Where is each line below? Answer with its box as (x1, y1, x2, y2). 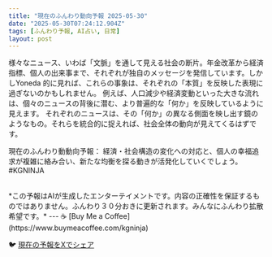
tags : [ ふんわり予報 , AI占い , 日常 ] (8, 27, 120, 35)
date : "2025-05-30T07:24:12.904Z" (8, 20, 126, 28)
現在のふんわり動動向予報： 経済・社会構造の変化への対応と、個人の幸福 (8, 146, 253, 156)
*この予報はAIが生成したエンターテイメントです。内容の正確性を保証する (8, 191, 253, 201)
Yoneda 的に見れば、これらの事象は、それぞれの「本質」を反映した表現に (15, 78, 264, 88)
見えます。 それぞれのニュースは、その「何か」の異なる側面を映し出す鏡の (8, 109, 258, 119)
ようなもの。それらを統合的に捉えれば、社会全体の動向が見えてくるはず (8, 119, 250, 128)
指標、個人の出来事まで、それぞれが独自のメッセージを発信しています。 (8, 68, 249, 78)
